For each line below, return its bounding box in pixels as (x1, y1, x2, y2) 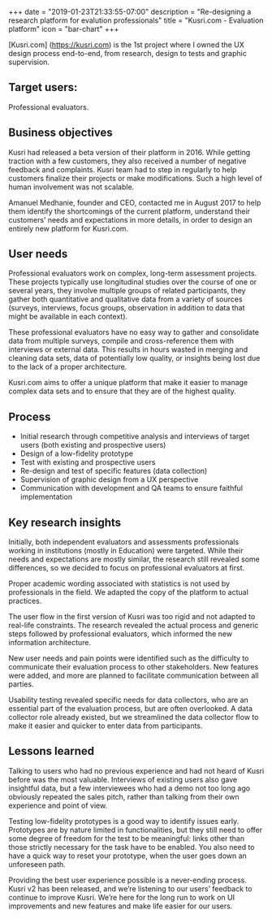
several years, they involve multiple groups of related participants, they (8, 286, 246, 296)
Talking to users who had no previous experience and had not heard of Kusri (8, 765, 265, 775)
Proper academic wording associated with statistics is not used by (8, 579, 230, 588)
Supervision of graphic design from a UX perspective (19, 475, 199, 484)
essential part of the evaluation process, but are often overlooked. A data (8, 704, 253, 713)
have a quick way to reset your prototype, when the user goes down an (8, 851, 248, 860)
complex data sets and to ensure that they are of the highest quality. (8, 386, 237, 397)
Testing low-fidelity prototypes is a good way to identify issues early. (8, 816, 240, 826)
